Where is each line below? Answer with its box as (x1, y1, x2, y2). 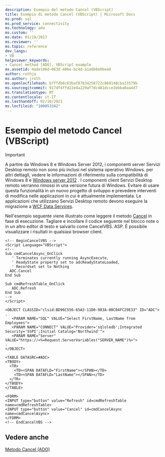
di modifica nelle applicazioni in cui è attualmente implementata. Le (5, 193, 141, 199)
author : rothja (5, 72, 36, 77)
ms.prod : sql (5, 16, 32, 21)
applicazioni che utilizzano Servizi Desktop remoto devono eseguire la (5, 198, 148, 204)
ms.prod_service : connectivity (5, 21, 69, 26)
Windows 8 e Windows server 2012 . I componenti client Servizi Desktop (5, 177, 153, 183)
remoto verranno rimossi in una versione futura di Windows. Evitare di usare (5, 182, 160, 188)
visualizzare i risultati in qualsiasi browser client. (5, 228, 103, 235)
